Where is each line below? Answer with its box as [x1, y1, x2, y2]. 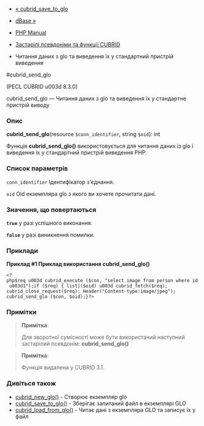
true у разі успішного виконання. [6, 219, 93, 226]
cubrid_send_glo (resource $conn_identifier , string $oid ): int [6, 131, 161, 138]
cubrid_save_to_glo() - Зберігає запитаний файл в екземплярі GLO [15, 400, 186, 407]
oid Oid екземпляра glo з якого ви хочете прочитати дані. [6, 190, 156, 197]
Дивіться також [6, 379, 56, 388]
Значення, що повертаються [6, 205, 97, 214]
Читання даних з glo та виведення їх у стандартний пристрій [15, 53, 174, 60]
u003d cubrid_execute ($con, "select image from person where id [28, 278, 199, 284]
